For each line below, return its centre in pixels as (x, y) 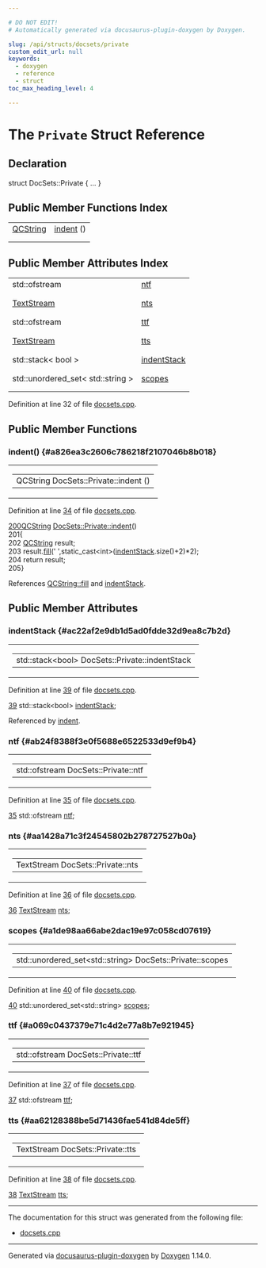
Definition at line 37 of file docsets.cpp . (72, 1084)
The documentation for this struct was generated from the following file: (126, 1217)
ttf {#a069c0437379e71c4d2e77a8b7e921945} (102, 1025)
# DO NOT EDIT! (33, 22)
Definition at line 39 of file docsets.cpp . (72, 690)
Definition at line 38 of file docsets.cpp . (72, 1179)
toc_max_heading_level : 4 (51, 88)
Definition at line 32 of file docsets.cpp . (72, 404)
